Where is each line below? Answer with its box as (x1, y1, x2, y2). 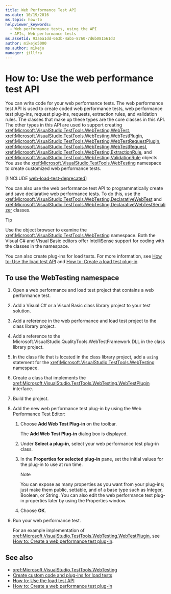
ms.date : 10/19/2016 (5, 12, 50, 17)
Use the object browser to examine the (5, 227, 87, 233)
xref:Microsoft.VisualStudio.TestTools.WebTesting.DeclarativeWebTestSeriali (5, 202, 166, 208)
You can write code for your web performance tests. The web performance (5, 100, 163, 107)
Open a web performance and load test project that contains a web (12, 287, 154, 293)
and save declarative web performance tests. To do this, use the (5, 190, 140, 197)
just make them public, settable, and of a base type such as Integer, (20, 487, 163, 493)
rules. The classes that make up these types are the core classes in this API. (5, 116, 165, 123)
